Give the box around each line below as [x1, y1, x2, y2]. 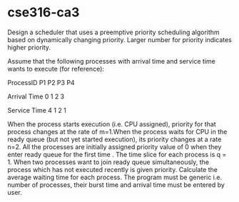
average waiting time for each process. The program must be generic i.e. [7, 173, 223, 181]
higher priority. [7, 43, 51, 51]
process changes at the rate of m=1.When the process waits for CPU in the [7, 127, 228, 136]
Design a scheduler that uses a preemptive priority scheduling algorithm [7, 28, 220, 36]
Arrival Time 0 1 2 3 [7, 92, 65, 101]
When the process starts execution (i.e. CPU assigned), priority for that [7, 119, 216, 128]
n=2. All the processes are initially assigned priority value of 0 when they [7, 142, 222, 151]
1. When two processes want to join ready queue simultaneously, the [7, 158, 209, 166]
